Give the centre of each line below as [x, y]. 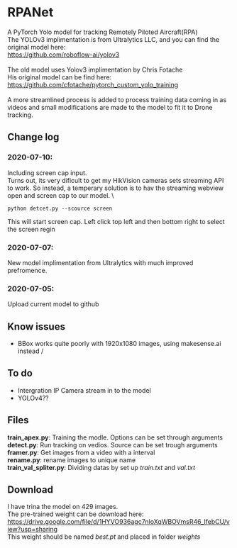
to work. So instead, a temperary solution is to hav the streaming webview [115, 188]
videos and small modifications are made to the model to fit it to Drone [110, 107]
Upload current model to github [53, 304]
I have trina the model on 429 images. [63, 507]
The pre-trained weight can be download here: [76, 514]
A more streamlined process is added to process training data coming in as [117, 99]
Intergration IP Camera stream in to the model [84, 390]
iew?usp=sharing [33, 530]
